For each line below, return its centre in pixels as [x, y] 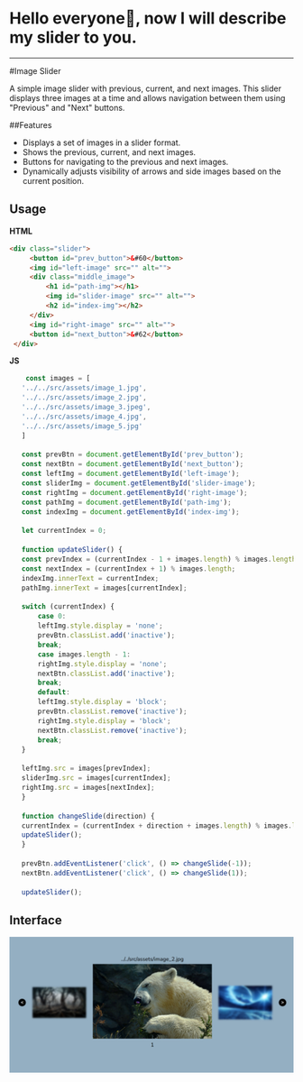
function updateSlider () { [72, 550]
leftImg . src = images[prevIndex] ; [86, 769]
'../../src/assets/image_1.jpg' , [84, 388]
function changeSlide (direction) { [88, 816]
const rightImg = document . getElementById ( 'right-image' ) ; [134, 492]
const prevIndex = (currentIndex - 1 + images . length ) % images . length [159, 559]
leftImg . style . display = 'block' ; [102, 702]
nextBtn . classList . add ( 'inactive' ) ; [106, 674]
